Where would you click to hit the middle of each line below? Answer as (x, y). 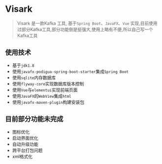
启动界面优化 (25, 138)
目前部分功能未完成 (34, 119)
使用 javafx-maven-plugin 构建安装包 (48, 102)
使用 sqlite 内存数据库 (34, 78)
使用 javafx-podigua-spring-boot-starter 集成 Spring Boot (70, 71)
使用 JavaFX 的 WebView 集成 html (42, 96)
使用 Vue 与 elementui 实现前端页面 (45, 90)
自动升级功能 (25, 144)
